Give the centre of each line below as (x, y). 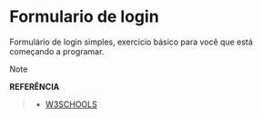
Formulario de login (84, 17)
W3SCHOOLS (71, 104)
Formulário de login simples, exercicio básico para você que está (131, 42)
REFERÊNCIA (35, 86)
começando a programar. (57, 51)
